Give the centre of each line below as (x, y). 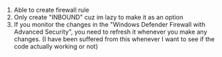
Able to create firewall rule (51, 10)
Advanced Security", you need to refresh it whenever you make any (110, 32)
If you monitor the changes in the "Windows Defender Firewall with (110, 24)
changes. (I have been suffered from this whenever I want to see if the (114, 39)
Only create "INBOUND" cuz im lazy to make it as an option (99, 17)
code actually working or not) (56, 46)
